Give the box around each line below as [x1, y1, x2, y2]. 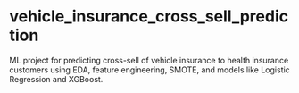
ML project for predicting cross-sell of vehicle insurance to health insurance [9, 55, 289, 65]
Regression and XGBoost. [9, 73, 104, 84]
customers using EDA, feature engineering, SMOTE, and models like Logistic [9, 64, 290, 75]
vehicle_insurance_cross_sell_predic [9, 6, 288, 27]
